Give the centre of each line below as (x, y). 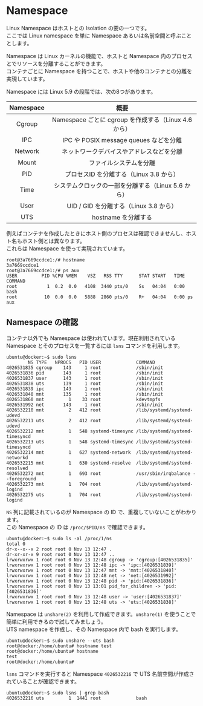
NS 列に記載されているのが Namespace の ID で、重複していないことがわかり (101, 512)
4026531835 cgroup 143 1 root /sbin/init (85, 368)
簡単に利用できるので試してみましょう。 (56, 621)
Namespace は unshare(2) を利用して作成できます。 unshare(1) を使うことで (101, 614)
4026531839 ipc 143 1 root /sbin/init (85, 389)
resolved (17, 468)
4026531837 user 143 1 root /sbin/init (85, 378)
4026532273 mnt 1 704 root (54, 484)
